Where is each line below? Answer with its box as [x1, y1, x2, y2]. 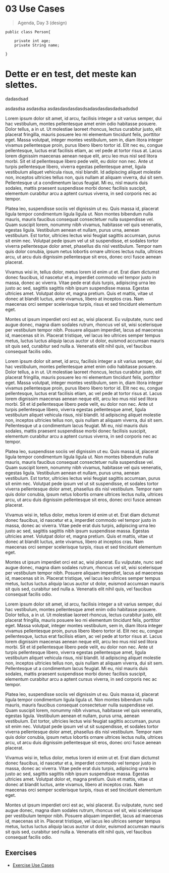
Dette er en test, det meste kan [5, 69, 137, 80]
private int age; [14, 38, 51, 43]
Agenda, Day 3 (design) [17, 20, 67, 26]
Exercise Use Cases [12, 862, 54, 868]
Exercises [5, 849, 37, 857]
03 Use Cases [5, 3, 65, 15]
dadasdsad [5, 95, 29, 101]
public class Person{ [5, 29, 51, 34]
